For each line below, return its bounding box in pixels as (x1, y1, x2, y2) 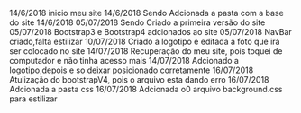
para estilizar (9, 93, 58, 104)
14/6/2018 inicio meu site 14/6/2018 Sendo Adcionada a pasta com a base (9, 8, 284, 18)
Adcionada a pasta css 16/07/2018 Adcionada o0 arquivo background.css (9, 84, 283, 94)
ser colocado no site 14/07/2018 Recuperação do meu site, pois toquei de (9, 46, 283, 56)
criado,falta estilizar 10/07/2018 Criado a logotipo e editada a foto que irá (9, 36, 280, 47)
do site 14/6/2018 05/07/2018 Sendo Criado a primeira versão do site (9, 17, 266, 28)
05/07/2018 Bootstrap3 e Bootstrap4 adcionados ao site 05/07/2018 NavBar (9, 27, 293, 37)
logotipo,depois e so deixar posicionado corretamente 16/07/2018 (9, 65, 254, 75)
